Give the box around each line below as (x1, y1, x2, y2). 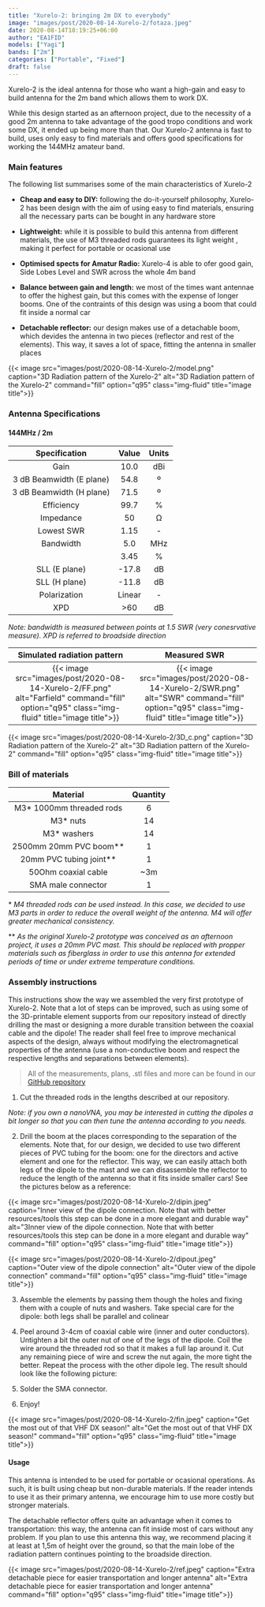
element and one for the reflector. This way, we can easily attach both (19, 1156, 247, 1166)
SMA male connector (29, 879, 108, 890)
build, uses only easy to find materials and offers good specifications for (8, 133, 244, 143)
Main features (8, 161, 63, 172)
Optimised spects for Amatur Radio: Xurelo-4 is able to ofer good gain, (19, 259, 254, 268)
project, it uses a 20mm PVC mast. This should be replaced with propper (8, 940, 245, 950)
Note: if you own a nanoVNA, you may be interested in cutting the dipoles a (8, 1107, 254, 1117)
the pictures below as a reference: (19, 1182, 132, 1191)
